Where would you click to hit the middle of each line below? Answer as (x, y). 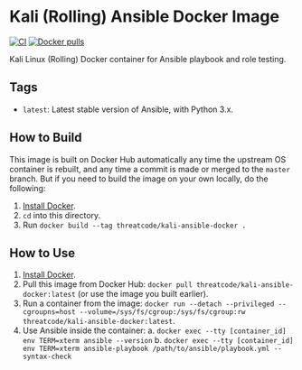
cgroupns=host (49, 312)
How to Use (42, 253)
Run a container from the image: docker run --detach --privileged (148, 303)
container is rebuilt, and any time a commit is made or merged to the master (150, 169)
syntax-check (47, 357)
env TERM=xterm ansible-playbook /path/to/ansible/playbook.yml (146, 349)
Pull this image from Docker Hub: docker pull (107, 284)
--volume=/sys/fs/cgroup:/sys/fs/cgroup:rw (163, 312)
